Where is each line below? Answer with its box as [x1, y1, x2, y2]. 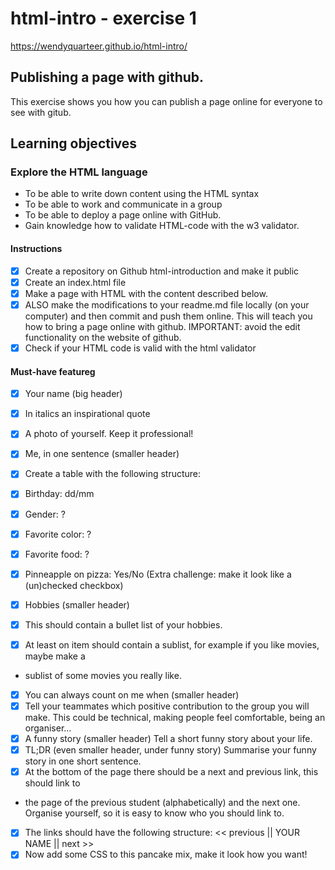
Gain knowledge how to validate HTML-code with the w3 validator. [24, 220, 300, 232]
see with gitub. [10, 106, 72, 118]
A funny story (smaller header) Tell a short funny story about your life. [24, 733, 313, 745]
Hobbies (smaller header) [24, 598, 130, 611]
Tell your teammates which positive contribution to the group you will [24, 700, 310, 712]
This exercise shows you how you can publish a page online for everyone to [10, 95, 323, 107]
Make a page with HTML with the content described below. [24, 287, 268, 299]
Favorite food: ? [24, 548, 90, 560]
